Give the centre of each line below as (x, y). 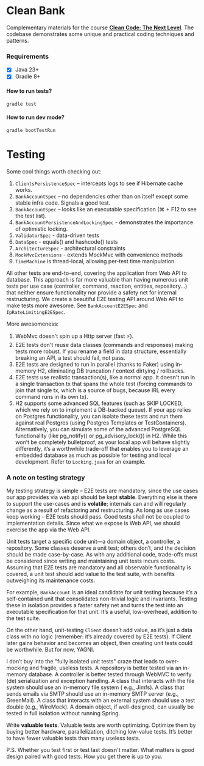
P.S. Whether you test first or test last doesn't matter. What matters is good (100, 750)
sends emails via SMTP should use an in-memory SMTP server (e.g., (93, 694)
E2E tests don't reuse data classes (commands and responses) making (104, 345)
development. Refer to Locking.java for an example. (80, 461)
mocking (17, 668)
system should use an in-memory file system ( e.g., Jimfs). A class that (95, 687)
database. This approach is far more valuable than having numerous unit (97, 279)
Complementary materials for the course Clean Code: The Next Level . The (100, 27)
